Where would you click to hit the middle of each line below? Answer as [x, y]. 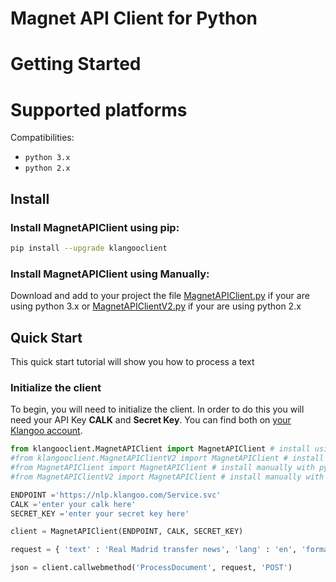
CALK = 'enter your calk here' [73, 504]
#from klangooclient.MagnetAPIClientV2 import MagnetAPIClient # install [167, 458]
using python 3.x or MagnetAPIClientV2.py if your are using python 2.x [156, 306]
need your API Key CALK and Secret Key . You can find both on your [151, 420]
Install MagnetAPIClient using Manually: [110, 274]
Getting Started [76, 64]
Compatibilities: [42, 138]
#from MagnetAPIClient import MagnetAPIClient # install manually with [162, 468]
